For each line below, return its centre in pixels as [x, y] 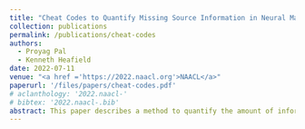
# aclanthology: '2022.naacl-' [69, 94]
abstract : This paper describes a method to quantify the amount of [142, 111]
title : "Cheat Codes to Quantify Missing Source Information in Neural [148, 18]
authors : [26, 43]
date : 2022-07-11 [42, 69]
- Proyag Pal [42, 52]
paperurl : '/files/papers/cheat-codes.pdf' [93, 85]
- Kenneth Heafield [54, 60]
